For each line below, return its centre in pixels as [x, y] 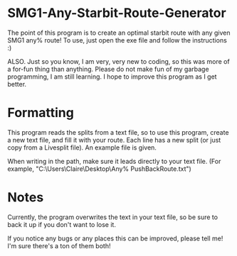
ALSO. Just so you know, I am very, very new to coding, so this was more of [118, 61]
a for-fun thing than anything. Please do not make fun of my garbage [108, 69]
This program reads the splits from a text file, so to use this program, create [118, 132]
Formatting [41, 113]
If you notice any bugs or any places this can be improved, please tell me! [115, 238]
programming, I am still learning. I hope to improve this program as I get [112, 77]
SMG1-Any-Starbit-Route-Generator [117, 13]
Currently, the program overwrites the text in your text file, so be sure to [113, 217]
